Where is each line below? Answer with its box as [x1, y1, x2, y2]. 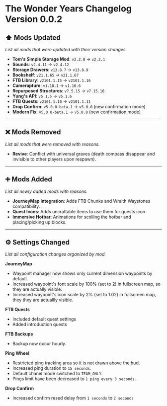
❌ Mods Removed [5, 128, 61, 137]
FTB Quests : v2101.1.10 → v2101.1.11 [12, 98, 91, 104]
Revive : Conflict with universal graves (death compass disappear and [12, 151, 155, 157]
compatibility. [12, 203, 40, 209]
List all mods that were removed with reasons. [5, 141, 100, 147]
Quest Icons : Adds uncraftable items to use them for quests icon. [12, 208, 147, 214]
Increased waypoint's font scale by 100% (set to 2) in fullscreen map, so [12, 281, 161, 287]
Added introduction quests [12, 322, 67, 327]
